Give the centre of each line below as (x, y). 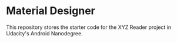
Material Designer (51, 11)
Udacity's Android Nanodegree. (45, 33)
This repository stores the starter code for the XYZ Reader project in (89, 27)
